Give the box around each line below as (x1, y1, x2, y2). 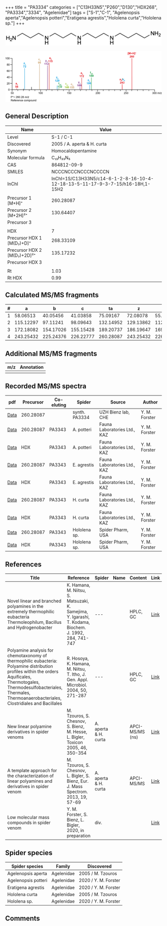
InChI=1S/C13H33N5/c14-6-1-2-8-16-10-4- (51, 176, 154, 182)
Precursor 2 (7, 207, 32, 213)
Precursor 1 (7, 195, 32, 201)
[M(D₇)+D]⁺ (7, 240, 31, 246)
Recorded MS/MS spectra (5, 382, 87, 390)
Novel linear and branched (7, 598, 62, 604)
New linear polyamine (7, 723, 52, 729)
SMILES (7, 168, 23, 174)
